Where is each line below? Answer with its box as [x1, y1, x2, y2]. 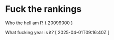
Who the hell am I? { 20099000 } [5, 20, 73, 26]
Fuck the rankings [5, 3, 82, 15]
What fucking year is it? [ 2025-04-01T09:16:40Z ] [5, 29, 109, 35]
